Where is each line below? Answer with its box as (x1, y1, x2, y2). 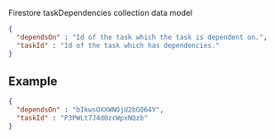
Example (8, 73, 58, 89)
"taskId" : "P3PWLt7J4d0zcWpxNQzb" (16, 114, 149, 123)
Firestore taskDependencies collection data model (8, 8, 193, 18)
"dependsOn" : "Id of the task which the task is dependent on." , (16, 33, 268, 42)
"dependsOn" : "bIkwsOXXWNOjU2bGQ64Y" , (16, 105, 165, 114)
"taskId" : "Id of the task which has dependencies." (16, 41, 220, 50)
